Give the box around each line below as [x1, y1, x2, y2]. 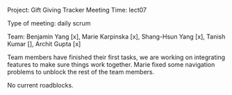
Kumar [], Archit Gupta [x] [7, 40, 81, 47]
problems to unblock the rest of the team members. [7, 68, 155, 76]
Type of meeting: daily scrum [7, 19, 91, 27]
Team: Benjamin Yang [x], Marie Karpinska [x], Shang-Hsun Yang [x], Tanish [7, 32, 226, 41]
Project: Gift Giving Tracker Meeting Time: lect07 [7, 6, 147, 14]
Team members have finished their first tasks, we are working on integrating [7, 53, 226, 61]
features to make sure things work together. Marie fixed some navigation [7, 61, 215, 68]
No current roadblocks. [7, 81, 74, 89]
